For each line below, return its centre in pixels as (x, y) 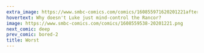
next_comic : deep (28, 29)
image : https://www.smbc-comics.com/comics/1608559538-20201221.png (95, 23)
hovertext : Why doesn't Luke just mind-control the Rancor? (84, 18)
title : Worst (23, 40)
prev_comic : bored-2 (32, 35)
